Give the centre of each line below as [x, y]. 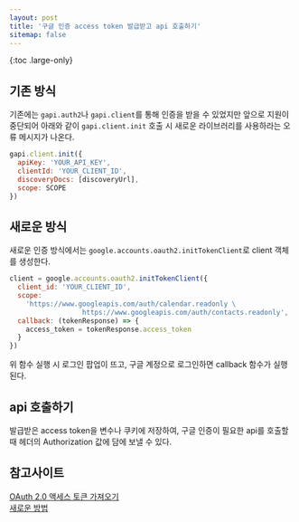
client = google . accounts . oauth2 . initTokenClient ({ [108, 279]
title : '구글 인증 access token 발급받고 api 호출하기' [105, 26]
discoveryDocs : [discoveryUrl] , [79, 179]
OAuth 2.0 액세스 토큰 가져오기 [64, 496]
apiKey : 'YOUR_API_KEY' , [64, 163]
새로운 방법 [29, 508]
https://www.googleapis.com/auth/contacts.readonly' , [185, 312]
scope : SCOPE [42, 188]
